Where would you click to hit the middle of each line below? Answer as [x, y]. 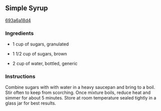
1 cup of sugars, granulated [40, 44]
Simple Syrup [27, 8]
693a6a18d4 [18, 20]
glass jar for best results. [31, 103]
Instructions [20, 76]
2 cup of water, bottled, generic [45, 63]
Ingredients [19, 33]
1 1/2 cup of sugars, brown [40, 54]
